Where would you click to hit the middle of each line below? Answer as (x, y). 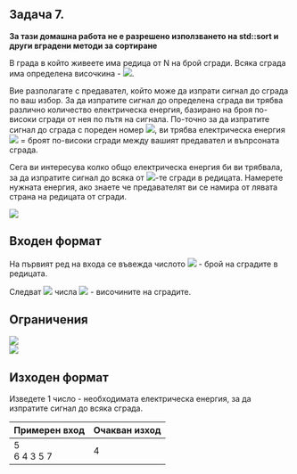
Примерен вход (49, 430)
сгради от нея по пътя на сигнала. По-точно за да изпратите (154, 118)
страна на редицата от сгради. (68, 196)
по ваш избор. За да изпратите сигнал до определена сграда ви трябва (146, 100)
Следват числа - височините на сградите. (100, 291)
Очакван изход (127, 430)
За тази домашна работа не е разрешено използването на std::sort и (144, 36)
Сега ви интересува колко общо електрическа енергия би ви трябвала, (146, 167)
